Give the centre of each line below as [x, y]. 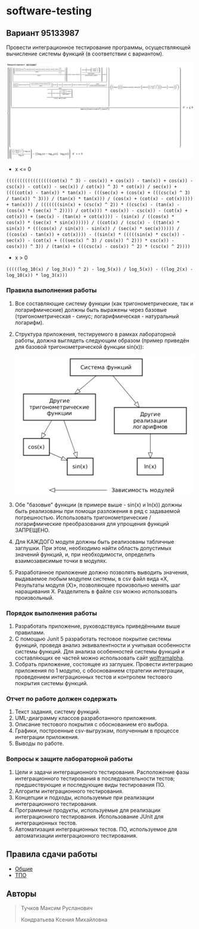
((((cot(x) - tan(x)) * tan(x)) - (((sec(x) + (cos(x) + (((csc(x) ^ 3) [98, 193]
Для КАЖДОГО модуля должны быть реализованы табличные [94, 541]
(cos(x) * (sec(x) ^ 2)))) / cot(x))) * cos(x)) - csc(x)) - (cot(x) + [97, 211]
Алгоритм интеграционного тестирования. [69, 791]
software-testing [49, 11]
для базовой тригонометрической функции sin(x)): [79, 347]
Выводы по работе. [39, 743]
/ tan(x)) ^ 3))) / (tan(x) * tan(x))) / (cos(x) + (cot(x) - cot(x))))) [100, 199]
